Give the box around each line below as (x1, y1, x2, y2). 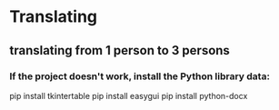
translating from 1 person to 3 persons (9, 43, 230, 58)
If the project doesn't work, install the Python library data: (9, 70, 271, 83)
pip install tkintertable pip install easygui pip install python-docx (9, 90, 248, 101)
